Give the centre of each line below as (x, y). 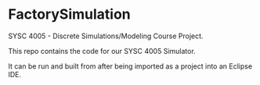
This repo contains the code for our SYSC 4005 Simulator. (102, 51)
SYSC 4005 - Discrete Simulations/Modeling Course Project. (106, 36)
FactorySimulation (69, 14)
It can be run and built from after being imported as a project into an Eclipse (130, 66)
